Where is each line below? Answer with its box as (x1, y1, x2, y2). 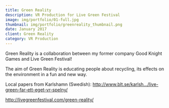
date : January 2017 (5, 27, 47, 32)
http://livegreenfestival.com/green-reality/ (5, 96, 94, 103)
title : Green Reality (5, 7, 52, 13)
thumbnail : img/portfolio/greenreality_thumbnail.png (5, 22, 123, 27)
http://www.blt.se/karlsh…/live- (92, 81, 159, 87)
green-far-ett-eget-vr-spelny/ (5, 86, 68, 93)
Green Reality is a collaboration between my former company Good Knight (5, 50, 162, 57)
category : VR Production (5, 37, 58, 42)
